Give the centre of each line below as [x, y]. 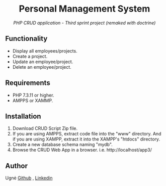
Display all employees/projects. [45, 51]
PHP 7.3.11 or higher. [33, 95]
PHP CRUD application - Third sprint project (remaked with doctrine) [85, 23]
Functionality [26, 39]
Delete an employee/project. [42, 67]
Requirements [28, 83]
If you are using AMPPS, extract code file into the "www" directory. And [87, 134]
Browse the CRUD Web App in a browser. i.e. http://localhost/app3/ [82, 150]
